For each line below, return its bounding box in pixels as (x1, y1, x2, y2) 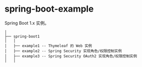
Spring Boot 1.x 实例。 (4, 20, 49, 26)
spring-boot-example (4, 3, 94, 15)
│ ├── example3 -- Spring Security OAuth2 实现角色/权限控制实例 (4, 53, 137, 59)
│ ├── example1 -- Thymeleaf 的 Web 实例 (4, 43, 92, 48)
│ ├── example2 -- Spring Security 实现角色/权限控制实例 (4, 49, 122, 53)
